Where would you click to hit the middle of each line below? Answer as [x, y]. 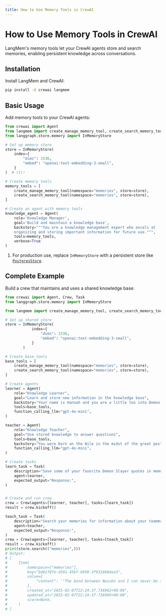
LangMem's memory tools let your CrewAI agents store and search [73, 48]
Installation [23, 69]
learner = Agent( [23, 388]
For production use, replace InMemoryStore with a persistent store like [83, 255]
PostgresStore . [27, 261]
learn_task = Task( [25, 466]
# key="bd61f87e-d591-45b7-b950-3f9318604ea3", [64, 572]
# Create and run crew [28, 498]
